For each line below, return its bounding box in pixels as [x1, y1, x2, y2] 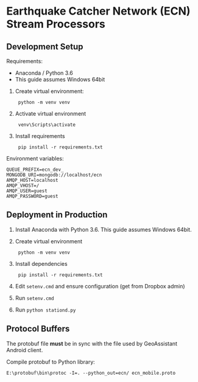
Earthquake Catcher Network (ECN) [6, 4, 191, 18]
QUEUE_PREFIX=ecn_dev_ [6, 167, 64, 173]
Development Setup [6, 41, 83, 52]
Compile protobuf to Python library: [6, 358, 96, 366]
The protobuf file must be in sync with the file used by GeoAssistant [6, 339, 178, 347]
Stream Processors [6, 17, 105, 31]
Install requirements [15, 133, 65, 139]
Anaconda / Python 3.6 [15, 69, 73, 77]
